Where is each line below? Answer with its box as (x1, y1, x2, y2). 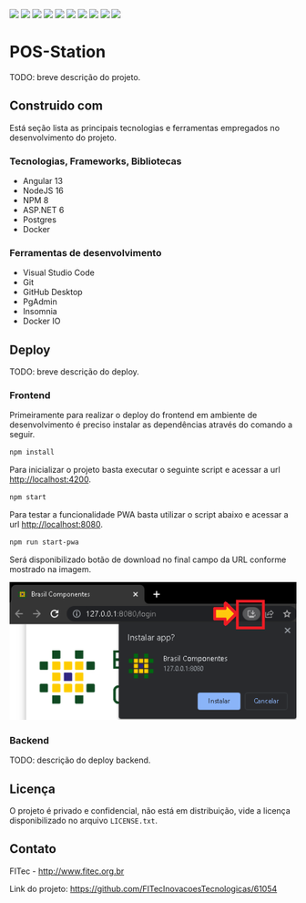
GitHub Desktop (22, 287, 84, 298)
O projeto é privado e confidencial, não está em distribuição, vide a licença (9, 805, 291, 816)
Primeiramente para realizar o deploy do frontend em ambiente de (9, 410, 258, 421)
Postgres (22, 214, 57, 225)
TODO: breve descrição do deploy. (9, 366, 139, 377)
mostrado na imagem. (9, 564, 92, 575)
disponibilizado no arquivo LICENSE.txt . (9, 815, 158, 826)
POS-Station (9, 42, 107, 63)
